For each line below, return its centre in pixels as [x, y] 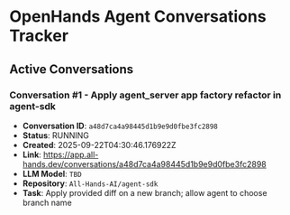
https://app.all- [71, 154]
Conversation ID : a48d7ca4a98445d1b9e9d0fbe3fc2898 [120, 126]
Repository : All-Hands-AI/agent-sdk [90, 183]
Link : [32, 154]
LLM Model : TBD [52, 173]
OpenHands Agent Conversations [138, 17]
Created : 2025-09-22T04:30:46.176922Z [100, 145]
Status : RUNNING [56, 135]
